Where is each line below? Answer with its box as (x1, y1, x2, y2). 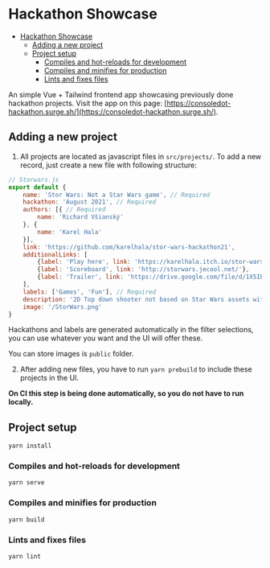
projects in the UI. (19, 373, 79, 383)
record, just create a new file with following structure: (19, 160, 197, 170)
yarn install (8, 442, 52, 451)
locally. (8, 397, 34, 407)
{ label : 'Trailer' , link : (37, 273, 125, 282)
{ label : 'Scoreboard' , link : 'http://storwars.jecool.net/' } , (37, 265, 250, 274)
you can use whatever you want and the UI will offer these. (8, 333, 203, 343)
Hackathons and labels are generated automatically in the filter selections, (8, 325, 254, 335)
